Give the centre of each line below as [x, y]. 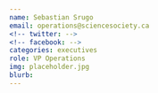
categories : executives [54, 50]
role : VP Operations [48, 58]
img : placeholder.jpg [50, 67]
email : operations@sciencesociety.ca [79, 26]
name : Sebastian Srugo [51, 17]
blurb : [21, 75]
